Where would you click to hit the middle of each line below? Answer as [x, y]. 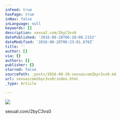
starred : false [21, 70]
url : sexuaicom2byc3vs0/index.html [42, 79]
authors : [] [17, 60]
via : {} [13, 56]
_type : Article [21, 83]
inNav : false [19, 19]
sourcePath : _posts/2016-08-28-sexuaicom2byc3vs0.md [61, 74]
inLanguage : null [23, 24]
